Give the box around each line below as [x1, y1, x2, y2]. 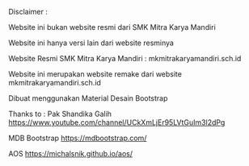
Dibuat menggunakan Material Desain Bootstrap [8, 93, 168, 103]
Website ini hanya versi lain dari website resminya [8, 38, 174, 48]
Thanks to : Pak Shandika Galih [8, 109, 112, 118]
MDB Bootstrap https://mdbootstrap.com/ [8, 133, 147, 143]
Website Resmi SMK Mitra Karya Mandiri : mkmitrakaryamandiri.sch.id [8, 54, 242, 63]
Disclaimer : [8, 7, 49, 16]
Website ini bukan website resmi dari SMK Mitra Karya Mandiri [8, 23, 216, 31]
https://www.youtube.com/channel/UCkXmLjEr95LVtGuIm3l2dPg [8, 118, 226, 127]
